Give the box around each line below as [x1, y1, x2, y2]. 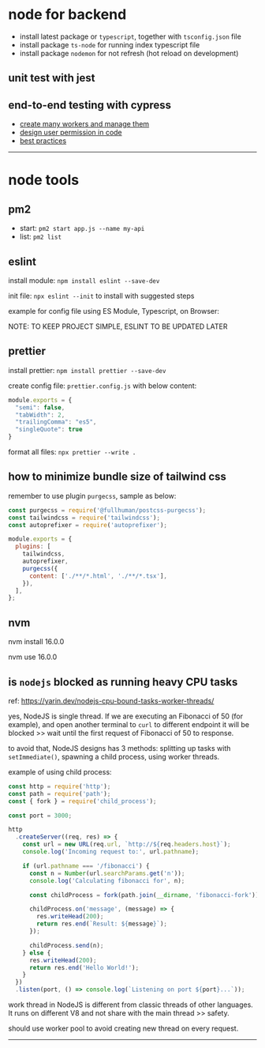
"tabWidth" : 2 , [15, 411, 65, 419]
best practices [19, 136, 67, 145]
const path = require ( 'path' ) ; [8, 790, 111, 797]
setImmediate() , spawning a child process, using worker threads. [8, 752, 220, 761]
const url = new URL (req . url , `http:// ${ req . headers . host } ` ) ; [22, 840, 231, 849]
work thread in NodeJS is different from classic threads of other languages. [8, 1000, 254, 1009]
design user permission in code [19, 128, 122, 138]
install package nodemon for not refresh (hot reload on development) [19, 48, 239, 58]
